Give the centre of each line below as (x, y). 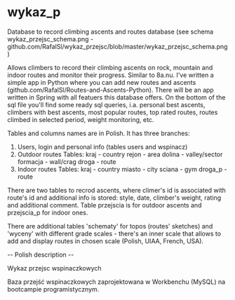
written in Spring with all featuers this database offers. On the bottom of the (116, 97)
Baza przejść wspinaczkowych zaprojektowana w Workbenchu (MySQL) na (116, 282)
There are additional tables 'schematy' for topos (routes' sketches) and (110, 226)
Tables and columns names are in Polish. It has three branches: (99, 133)
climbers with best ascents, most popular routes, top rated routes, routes (113, 112)
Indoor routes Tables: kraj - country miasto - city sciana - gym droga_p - (122, 169)
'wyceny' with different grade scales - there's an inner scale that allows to (114, 233)
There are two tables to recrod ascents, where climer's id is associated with (117, 190)
